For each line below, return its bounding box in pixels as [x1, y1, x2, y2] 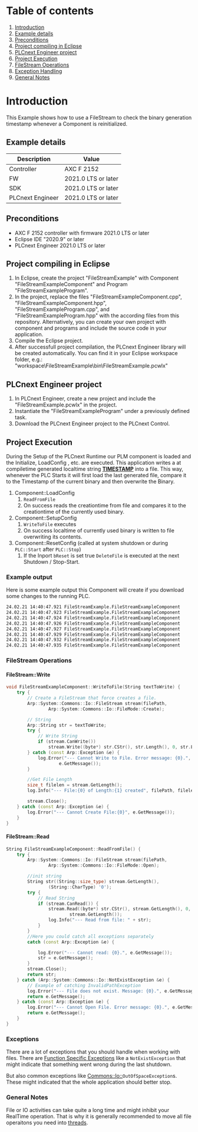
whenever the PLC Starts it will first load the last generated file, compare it [6, 471, 187, 478]
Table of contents [6, 4, 94, 18]
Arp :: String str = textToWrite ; [27, 722, 107, 728]
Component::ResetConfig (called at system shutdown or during [14, 539, 169, 546]
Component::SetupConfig [14, 514, 77, 521]
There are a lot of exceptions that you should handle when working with [6, 1048, 181, 1055]
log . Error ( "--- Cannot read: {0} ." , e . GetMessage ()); [37, 950, 173, 956]
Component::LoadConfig [14, 489, 75, 496]
